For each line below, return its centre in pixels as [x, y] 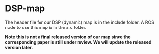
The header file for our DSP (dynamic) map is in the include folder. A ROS [80, 22]
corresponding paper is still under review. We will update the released [78, 42]
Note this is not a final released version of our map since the [68, 37]
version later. [19, 47]
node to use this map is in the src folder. [46, 27]
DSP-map [25, 9]
